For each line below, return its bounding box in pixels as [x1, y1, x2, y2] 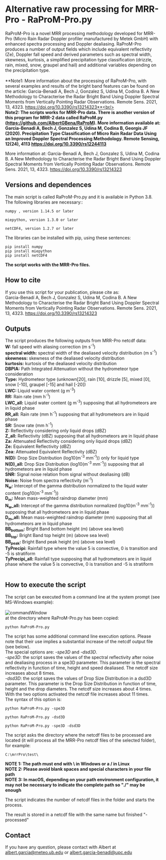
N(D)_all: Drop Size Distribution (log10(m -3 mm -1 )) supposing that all [5, 460, 144, 467]
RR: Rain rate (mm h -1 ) [5, 393, 51, 399]
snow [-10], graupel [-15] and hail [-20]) [5, 381, 86, 387]
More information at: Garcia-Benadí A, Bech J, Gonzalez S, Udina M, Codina [5, 150, 160, 157]
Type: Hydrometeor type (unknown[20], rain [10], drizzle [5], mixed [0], [5, 376, 151, 382]
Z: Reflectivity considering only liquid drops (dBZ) [5, 428, 107, 433]
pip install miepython [5, 249, 52, 254]
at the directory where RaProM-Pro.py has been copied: [5, 615, 120, 621]
